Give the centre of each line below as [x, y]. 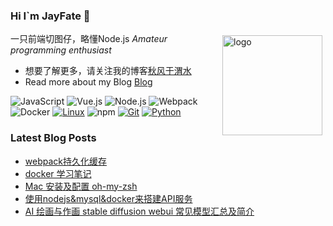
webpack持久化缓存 [65, 161]
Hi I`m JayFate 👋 [50, 16]
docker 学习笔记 [58, 173]
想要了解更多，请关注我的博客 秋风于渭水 [108, 71]
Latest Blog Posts [53, 138]
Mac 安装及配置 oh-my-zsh [81, 186]
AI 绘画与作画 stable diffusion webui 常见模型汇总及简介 [139, 211]
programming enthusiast [61, 50]
